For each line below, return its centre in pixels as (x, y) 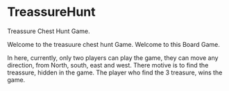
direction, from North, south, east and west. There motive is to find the (108, 65)
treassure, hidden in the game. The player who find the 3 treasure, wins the (115, 72)
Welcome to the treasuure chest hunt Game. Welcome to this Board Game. (113, 44)
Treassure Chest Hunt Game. (49, 31)
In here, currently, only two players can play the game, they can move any (113, 58)
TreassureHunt (51, 12)
